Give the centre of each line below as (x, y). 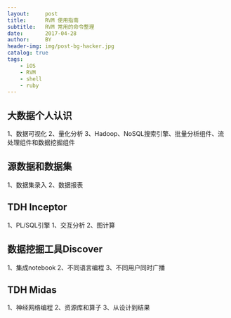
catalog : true (28, 53)
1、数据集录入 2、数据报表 (45, 185)
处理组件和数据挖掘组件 (41, 143)
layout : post (33, 14)
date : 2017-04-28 (42, 33)
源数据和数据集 (40, 166)
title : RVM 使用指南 (43, 20)
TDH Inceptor (37, 207)
